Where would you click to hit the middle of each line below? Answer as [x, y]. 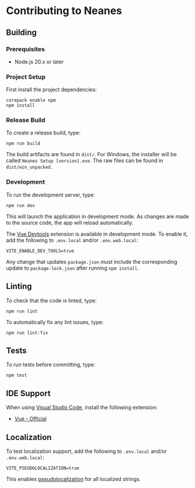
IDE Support [28, 393]
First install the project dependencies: [51, 90]
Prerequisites [25, 49]
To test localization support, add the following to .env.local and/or [87, 451]
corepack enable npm [31, 101]
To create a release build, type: [43, 133]
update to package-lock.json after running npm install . [72, 268]
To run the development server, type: [51, 195]
